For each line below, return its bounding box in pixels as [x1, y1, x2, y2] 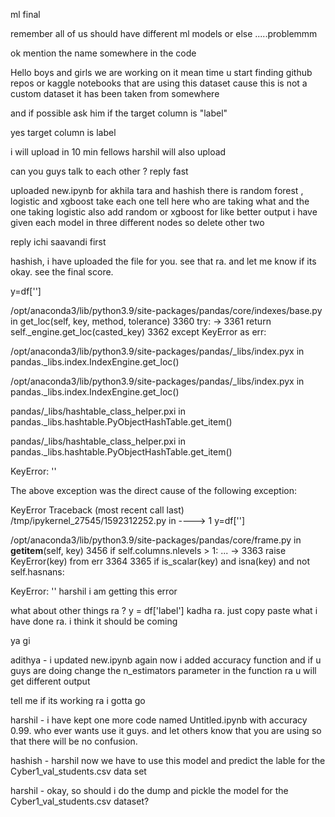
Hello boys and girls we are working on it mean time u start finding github [10, 67, 313, 78]
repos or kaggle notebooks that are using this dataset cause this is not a [10, 77, 308, 89]
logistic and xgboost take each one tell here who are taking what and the [10, 195, 310, 207]
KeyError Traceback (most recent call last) [10, 504, 185, 516]
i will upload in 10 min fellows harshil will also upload [10, 146, 227, 158]
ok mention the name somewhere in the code [10, 47, 197, 59]
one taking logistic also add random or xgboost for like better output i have [10, 206, 318, 218]
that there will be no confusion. [10, 735, 138, 747]
